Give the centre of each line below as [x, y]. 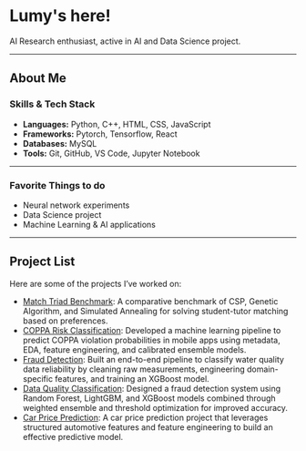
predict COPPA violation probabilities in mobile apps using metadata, [151, 340]
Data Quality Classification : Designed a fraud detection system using [152, 388]
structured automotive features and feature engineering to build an [148, 427]
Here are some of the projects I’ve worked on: [96, 283]
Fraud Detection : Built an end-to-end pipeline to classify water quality [153, 359]
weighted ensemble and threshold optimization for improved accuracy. [155, 407]
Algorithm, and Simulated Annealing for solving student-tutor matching [155, 311]
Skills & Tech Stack [52, 104]
